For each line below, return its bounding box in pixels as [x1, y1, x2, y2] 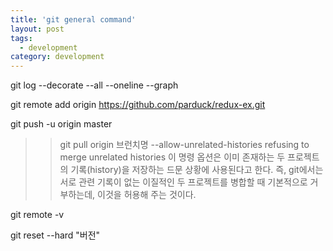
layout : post [10, 24, 65, 34]
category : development [10, 52, 105, 62]
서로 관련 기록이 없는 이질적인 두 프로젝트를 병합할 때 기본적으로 [59, 176, 308, 188]
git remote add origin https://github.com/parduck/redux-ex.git [10, 99, 266, 111]
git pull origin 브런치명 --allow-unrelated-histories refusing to [59, 139, 310, 151]
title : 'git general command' [10, 14, 137, 25]
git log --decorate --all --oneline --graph [10, 79, 179, 91]
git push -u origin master [10, 118, 113, 130]
